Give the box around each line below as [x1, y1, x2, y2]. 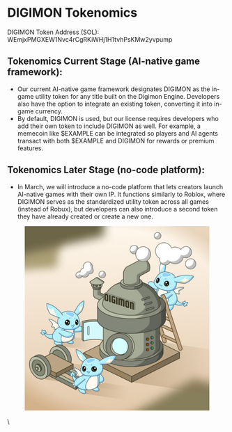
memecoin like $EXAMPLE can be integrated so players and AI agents [17, 129, 218, 137]
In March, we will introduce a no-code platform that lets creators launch [17, 182, 224, 191]
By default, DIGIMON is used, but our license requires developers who [17, 114, 219, 122]
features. [17, 144, 44, 152]
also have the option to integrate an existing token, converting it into [17, 99, 212, 108]
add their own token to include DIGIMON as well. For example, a [17, 122, 201, 130]
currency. [35, 106, 63, 115]
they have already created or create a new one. [17, 212, 153, 221]
